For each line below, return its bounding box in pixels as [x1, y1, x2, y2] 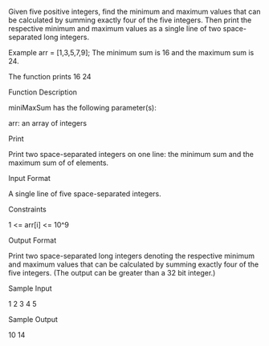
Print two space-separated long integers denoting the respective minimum [8, 251, 255, 260]
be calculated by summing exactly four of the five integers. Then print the [8, 15, 252, 25]
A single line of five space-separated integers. [8, 189, 162, 199]
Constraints [8, 204, 47, 214]
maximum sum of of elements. [8, 158, 109, 167]
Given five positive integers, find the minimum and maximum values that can [8, 7, 261, 16]
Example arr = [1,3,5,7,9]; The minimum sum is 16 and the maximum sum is [8, 48, 255, 57]
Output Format [8, 235, 57, 245]
